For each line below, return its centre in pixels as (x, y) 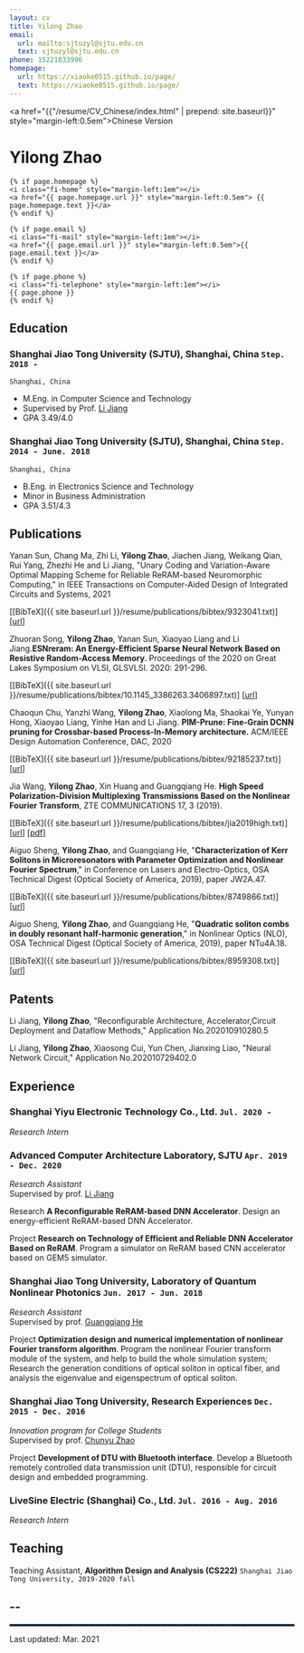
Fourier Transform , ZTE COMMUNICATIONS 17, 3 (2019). (116, 806)
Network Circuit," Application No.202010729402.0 (103, 1058)
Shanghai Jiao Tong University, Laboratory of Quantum (133, 1281)
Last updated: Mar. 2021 (54, 1638)
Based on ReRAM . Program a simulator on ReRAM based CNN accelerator (148, 1249)
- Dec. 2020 (36, 1165)
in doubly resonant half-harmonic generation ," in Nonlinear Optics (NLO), (148, 934)
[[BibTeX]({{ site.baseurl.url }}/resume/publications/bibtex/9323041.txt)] (144, 612)
